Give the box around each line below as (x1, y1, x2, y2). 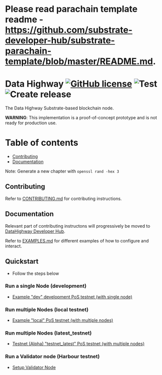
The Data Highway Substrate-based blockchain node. (5, 105, 114, 111)
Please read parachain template (5, 3, 138, 15)
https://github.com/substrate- (5, 25, 133, 35)
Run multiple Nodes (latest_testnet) (5, 330, 92, 337)
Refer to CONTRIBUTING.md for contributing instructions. (5, 196, 122, 202)
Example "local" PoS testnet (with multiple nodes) (12, 317, 113, 323)
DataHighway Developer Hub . (5, 228, 65, 234)
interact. (5, 243, 22, 249)
